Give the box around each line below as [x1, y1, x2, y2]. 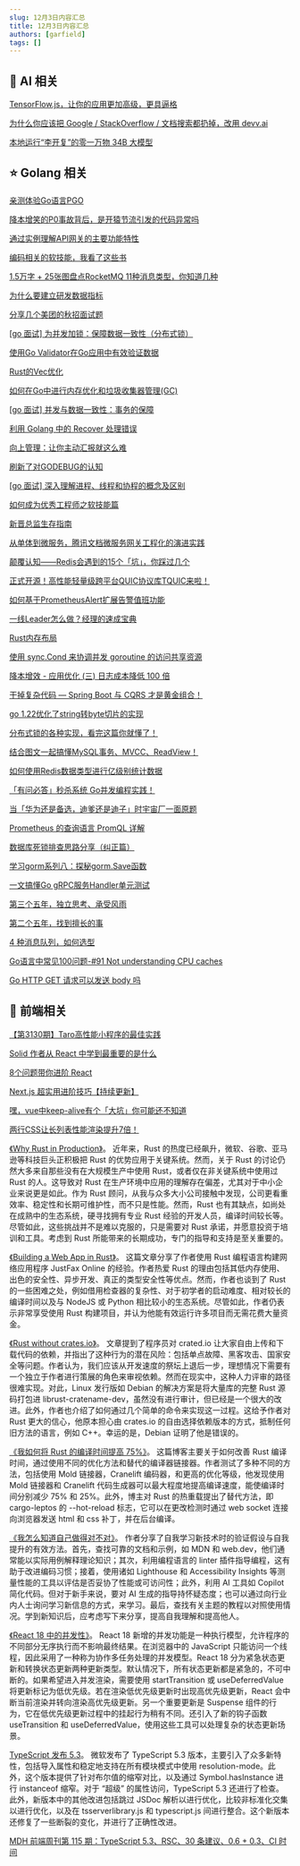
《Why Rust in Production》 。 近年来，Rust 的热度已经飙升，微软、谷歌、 [9, 1143, 272, 1154]
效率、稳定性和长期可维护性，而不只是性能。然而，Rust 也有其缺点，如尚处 [9, 1198, 287, 1209]
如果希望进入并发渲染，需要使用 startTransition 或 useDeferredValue [32, 1674, 284, 1685]
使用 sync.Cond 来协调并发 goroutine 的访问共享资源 [9, 651, 203, 662]
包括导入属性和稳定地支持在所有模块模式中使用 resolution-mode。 [24, 1760, 269, 1771]
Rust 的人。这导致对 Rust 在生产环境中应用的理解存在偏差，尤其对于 [9, 1176, 261, 1187]
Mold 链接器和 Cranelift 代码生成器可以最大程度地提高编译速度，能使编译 [9, 1479, 277, 1490]
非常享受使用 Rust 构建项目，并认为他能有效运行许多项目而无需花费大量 [16, 1308, 281, 1318]
